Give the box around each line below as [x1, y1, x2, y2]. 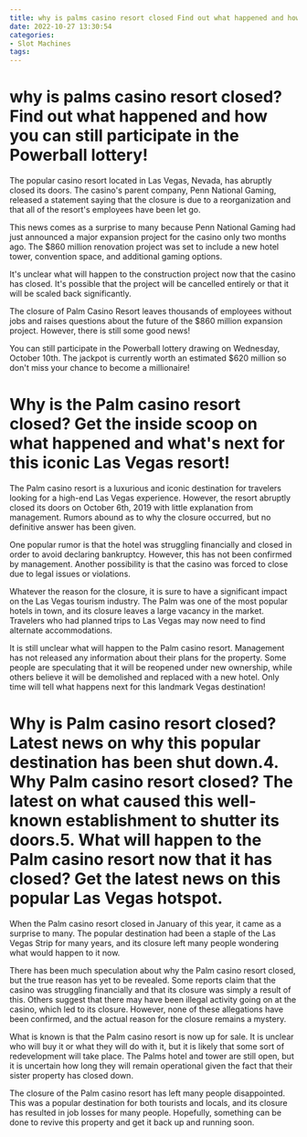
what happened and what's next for [9, 433, 285, 454]
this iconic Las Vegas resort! [9, 453, 230, 473]
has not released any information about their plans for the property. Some [9, 652, 287, 663]
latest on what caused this [9, 791, 214, 812]
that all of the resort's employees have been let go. [9, 205, 201, 216]
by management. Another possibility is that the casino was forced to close [9, 559, 289, 569]
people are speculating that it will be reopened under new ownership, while [9, 662, 292, 672]
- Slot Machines [9, 38, 71, 48]
